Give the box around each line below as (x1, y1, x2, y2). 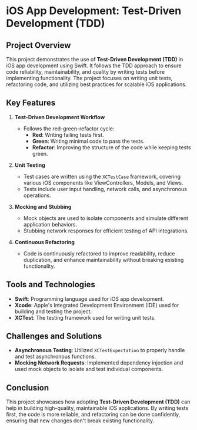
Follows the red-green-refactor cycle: (23, 125, 115, 132)
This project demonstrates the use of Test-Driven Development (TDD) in (6, 56, 183, 63)
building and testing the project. (14, 308, 92, 315)
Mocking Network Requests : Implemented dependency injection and (14, 359, 183, 366)
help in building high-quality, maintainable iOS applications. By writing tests (6, 405, 189, 412)
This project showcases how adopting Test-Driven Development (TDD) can (6, 398, 191, 405)
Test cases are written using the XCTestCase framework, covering (23, 173, 181, 180)
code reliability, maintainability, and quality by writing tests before (6, 68, 165, 75)
